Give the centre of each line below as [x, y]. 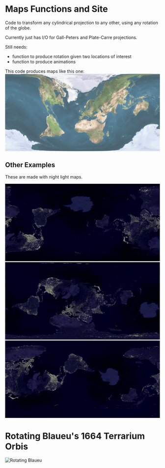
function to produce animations [44, 61]
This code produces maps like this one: [45, 71]
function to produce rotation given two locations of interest [72, 56]
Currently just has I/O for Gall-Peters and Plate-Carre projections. [71, 37]
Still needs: [16, 47]
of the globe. [18, 28]
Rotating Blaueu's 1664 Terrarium [75, 436]
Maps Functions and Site [56, 9]
